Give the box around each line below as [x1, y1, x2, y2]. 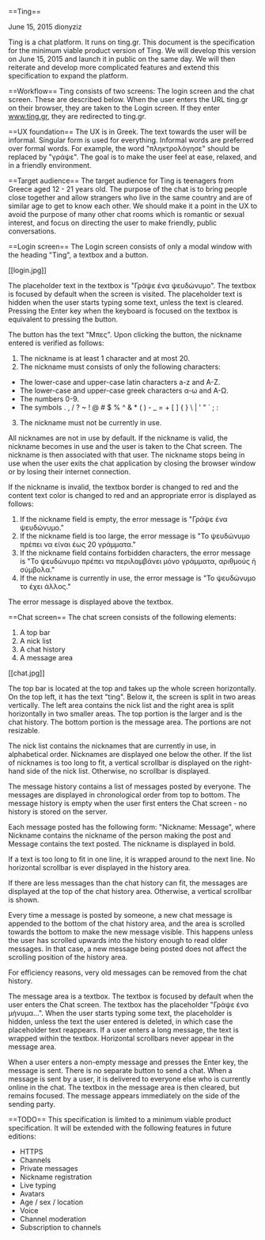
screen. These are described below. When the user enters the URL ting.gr [8, 95, 248, 104]
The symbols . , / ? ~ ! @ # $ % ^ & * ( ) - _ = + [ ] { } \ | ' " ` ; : [19, 403, 219, 412]
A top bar [19, 628, 51, 637]
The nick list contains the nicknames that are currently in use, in [8, 741, 217, 751]
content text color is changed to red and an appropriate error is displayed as [8, 491, 257, 500]
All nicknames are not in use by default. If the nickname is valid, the [8, 433, 228, 443]
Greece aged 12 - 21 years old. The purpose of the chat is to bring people [8, 184, 248, 193]
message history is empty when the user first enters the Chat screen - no [8, 799, 248, 808]
